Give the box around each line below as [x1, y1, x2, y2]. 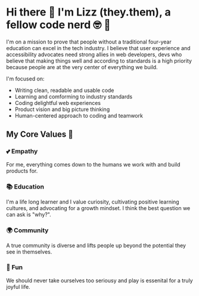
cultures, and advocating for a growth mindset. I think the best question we [6, 204, 191, 211]
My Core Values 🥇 [6, 129, 73, 140]
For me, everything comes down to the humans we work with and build [6, 161, 181, 168]
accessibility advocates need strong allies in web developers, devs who [6, 51, 182, 58]
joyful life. [6, 283, 31, 290]
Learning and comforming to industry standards [14, 92, 133, 100]
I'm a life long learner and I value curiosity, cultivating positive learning [6, 198, 180, 205]
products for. [6, 167, 38, 174]
